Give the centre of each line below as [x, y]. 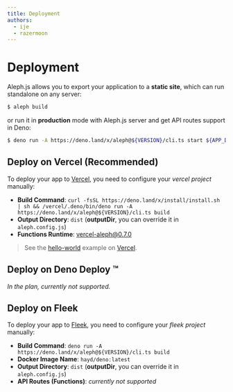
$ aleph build [28, 107]
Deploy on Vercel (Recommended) [83, 162]
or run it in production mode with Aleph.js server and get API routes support [116, 120]
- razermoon [31, 33]
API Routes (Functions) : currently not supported [87, 382]
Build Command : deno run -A [60, 346]
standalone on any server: [44, 94]
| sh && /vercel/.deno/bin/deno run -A [75, 206]
